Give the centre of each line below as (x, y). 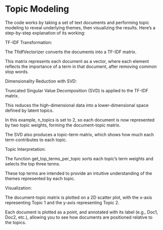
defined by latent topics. (29, 110)
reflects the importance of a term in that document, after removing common (81, 66)
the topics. (16, 222)
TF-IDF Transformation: (29, 42)
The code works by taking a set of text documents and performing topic (77, 22)
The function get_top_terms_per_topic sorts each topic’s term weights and (79, 158)
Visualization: (18, 188)
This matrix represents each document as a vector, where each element (77, 61)
